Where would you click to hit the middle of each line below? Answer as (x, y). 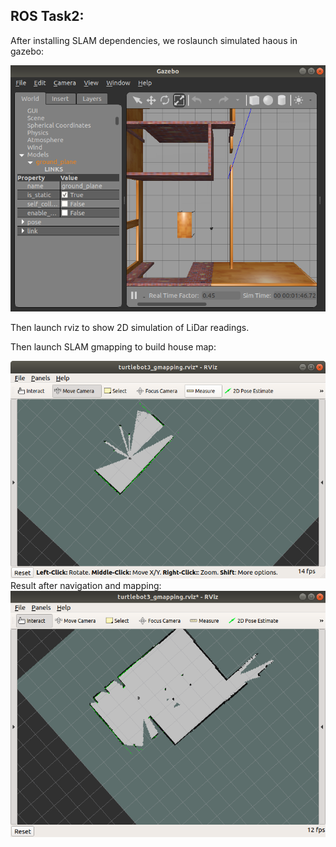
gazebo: (27, 51)
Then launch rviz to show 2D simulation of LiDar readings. (130, 327)
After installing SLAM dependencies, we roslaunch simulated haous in (154, 40)
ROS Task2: (47, 16)
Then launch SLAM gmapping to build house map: (113, 346)
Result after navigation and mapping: (86, 585)
